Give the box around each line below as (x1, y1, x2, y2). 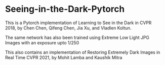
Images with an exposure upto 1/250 (5, 39, 79, 45)
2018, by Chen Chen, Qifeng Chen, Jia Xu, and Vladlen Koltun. (5, 25, 132, 31)
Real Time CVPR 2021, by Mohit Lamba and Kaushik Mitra (5, 54, 123, 60)
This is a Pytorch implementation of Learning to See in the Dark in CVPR (5, 20, 152, 26)
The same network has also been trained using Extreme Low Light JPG (5, 34, 150, 40)
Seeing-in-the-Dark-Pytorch (5, 3, 125, 15)
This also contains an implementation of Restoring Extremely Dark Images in (5, 49, 161, 55)
